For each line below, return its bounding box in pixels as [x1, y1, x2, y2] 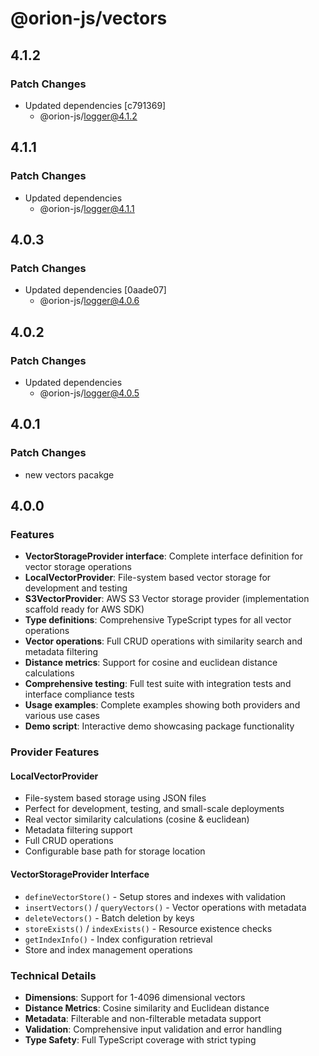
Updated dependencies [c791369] [24, 99, 167, 111]
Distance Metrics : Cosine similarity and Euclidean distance [24, 1002, 270, 1014]
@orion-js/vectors [10, 7, 168, 30]
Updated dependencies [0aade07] [24, 284, 167, 296]
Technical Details [10, 968, 97, 982]
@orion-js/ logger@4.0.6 [39, 295, 140, 307]
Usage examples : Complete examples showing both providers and [24, 699, 301, 711]
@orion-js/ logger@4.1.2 [39, 110, 138, 122]
